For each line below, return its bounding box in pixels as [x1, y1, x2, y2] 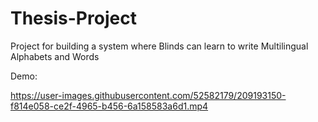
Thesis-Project [10, 7, 137, 30]
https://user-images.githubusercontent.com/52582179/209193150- [10, 89, 287, 101]
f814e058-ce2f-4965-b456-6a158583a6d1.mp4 [10, 100, 209, 112]
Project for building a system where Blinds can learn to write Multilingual [10, 40, 309, 52]
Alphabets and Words [10, 50, 100, 62]
